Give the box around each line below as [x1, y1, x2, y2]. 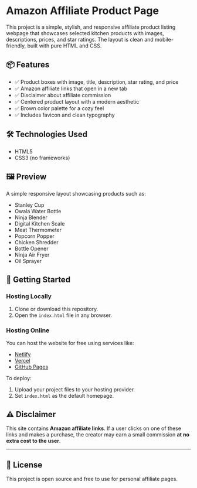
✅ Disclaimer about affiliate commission [14, 91, 111, 98]
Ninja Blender [14, 214, 48, 221]
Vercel [14, 357, 30, 364]
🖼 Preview [6, 172, 47, 182]
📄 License [6, 460, 43, 470]
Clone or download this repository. [14, 306, 98, 313]
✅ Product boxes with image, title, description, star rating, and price [14, 78, 179, 86]
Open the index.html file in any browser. [14, 312, 113, 319]
